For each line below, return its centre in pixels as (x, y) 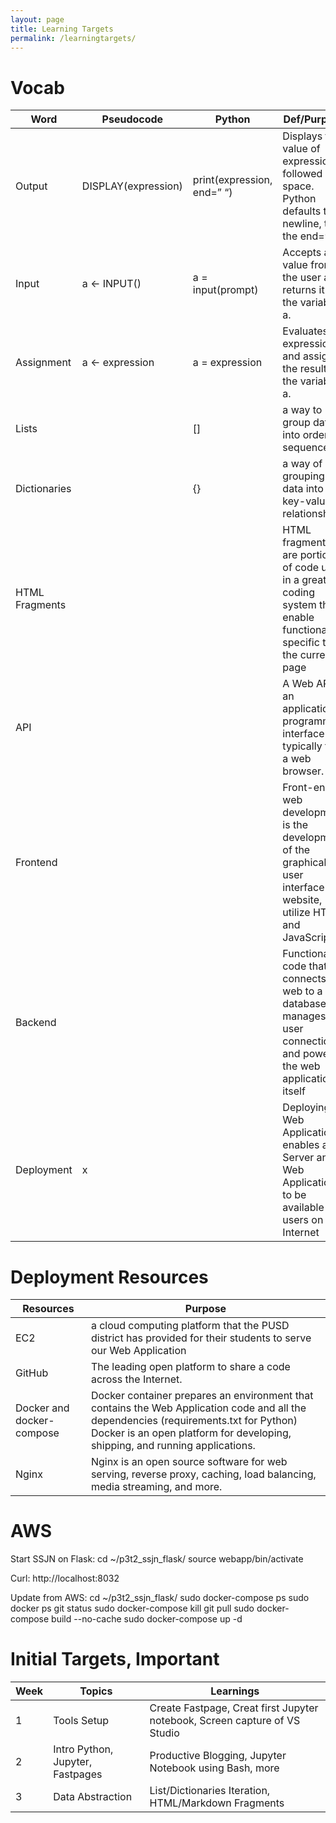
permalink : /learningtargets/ (73, 38)
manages (304, 1016)
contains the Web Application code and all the (198, 1408)
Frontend (36, 863)
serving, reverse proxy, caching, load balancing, (203, 1474)
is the (295, 825)
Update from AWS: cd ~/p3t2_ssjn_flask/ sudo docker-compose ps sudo (160, 1598)
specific (301, 643)
